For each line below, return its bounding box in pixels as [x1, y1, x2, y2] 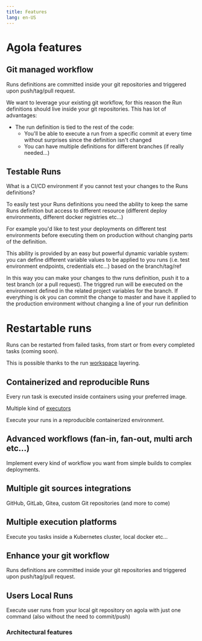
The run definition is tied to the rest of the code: [14, 123, 134, 131]
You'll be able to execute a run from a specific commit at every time [24, 129, 192, 137]
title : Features [6, 8, 47, 15]
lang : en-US [6, 15, 36, 21]
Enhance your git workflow [6, 550, 110, 561]
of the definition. [6, 238, 48, 246]
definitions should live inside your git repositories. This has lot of [6, 105, 167, 112]
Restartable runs [6, 321, 92, 335]
